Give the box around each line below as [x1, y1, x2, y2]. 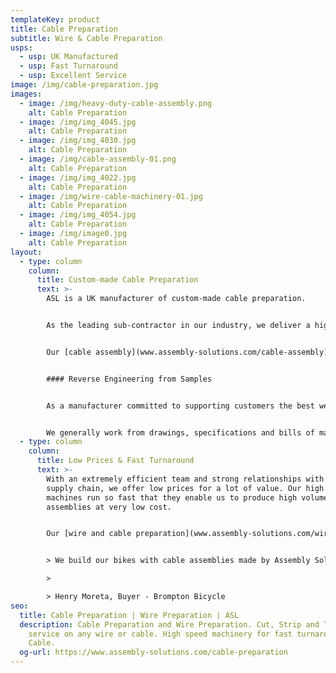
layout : [10, 247, 43, 257]
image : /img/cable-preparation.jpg [10, 80, 159, 90]
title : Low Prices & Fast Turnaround [36, 456, 195, 466]
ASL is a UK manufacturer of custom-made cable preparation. [46, 294, 307, 304]
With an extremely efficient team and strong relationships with [46, 474, 325, 484]
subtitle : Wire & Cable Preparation [10, 33, 163, 43]
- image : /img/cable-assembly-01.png [19, 154, 177, 164]
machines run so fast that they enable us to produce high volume [46, 492, 329, 503]
